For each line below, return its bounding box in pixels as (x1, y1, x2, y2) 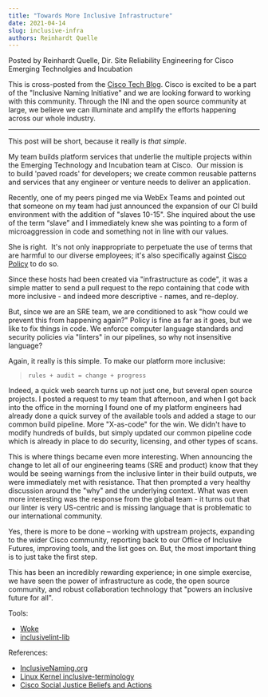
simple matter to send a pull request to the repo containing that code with (8, 283, 250, 293)
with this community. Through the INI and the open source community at (8, 96, 247, 106)
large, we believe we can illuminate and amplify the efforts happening (8, 105, 237, 115)
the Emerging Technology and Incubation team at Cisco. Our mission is (8, 160, 243, 170)
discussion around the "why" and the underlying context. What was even (8, 486, 249, 495)
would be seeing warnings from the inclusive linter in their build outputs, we (8, 469, 258, 478)
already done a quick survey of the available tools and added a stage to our (8, 412, 257, 421)
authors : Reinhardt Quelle (8, 33, 98, 42)
